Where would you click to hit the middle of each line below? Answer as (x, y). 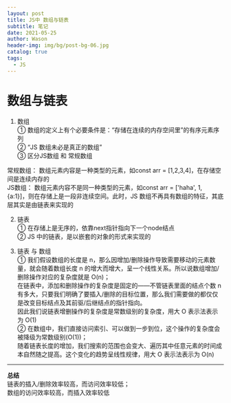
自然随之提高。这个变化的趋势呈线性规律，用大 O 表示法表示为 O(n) (119, 354)
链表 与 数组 (34, 251)
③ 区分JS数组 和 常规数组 (55, 155)
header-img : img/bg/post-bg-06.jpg (58, 45)
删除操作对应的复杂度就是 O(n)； (63, 276)
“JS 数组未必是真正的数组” (65, 147)
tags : (15, 58)
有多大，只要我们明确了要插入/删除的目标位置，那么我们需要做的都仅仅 (118, 294)
